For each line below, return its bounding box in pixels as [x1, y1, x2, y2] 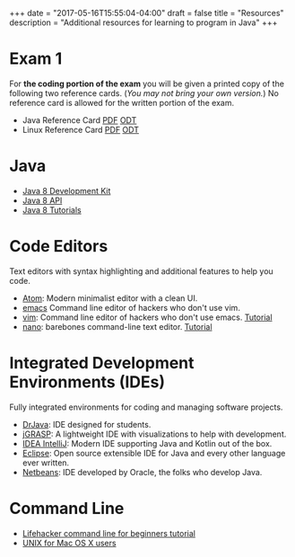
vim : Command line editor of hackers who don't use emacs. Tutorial [22, 312, 273, 323]
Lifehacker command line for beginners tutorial [22, 527, 195, 538]
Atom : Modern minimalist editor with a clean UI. [22, 292, 198, 304]
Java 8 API [22, 195, 63, 206]
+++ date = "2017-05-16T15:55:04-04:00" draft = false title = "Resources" [9, 8, 284, 18]
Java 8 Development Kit [22, 185, 111, 196]
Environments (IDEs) [9, 372, 166, 392]
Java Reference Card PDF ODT [22, 114, 137, 125]
